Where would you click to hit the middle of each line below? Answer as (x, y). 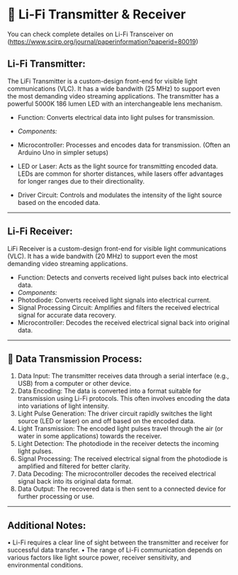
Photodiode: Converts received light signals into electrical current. (114, 300)
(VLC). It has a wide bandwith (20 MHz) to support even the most (103, 256)
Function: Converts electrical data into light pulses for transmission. (116, 117)
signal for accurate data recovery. (67, 315)
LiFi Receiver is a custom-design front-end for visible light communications (117, 248)
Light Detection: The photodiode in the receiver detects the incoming (118, 444)
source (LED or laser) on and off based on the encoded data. (106, 421)
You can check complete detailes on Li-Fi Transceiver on (90, 34)
